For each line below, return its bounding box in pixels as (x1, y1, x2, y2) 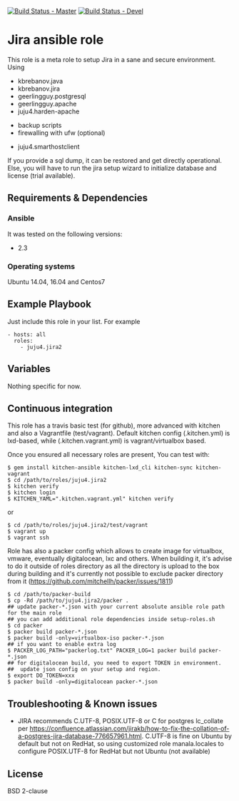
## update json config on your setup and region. (7, 666, 161, 673)
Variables (7, 363, 51, 375)
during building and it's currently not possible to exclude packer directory (7, 570, 223, 578)
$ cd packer (7, 622, 43, 630)
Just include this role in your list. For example (7, 317, 141, 326)
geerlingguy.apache (17, 99, 77, 108)
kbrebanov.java (17, 76, 63, 85)
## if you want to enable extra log (7, 641, 116, 648)
